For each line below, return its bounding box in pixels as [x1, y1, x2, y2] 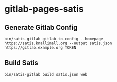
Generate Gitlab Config [4, 23, 78, 32]
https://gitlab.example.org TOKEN [4, 45, 77, 50]
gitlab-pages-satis [4, 3, 84, 15]
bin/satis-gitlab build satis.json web [4, 72, 88, 77]
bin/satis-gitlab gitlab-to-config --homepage [4, 36, 103, 41]
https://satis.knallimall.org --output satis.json [4, 41, 112, 46]
